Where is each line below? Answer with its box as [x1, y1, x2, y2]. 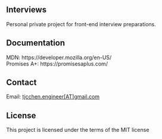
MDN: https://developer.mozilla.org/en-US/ [6, 54, 112, 61]
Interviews [6, 5, 46, 15]
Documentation [6, 38, 66, 48]
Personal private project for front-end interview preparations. [6, 20, 156, 27]
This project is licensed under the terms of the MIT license [6, 126, 149, 134]
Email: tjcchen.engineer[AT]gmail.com [6, 93, 100, 100]
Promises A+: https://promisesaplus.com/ [6, 60, 108, 67]
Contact [6, 78, 37, 88]
